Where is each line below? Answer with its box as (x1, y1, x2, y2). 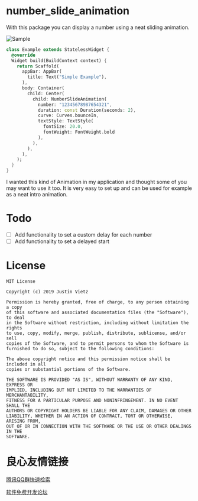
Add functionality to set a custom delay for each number (14, 231, 152, 238)
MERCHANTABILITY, (6, 392, 49, 399)
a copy (6, 305, 22, 311)
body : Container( (21, 85, 65, 91)
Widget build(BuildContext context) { (11, 57, 108, 63)
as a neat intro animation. (6, 191, 68, 198)
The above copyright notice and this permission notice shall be (6, 356, 170, 362)
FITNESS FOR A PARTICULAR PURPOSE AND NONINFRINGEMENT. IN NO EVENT (6, 397, 178, 403)
